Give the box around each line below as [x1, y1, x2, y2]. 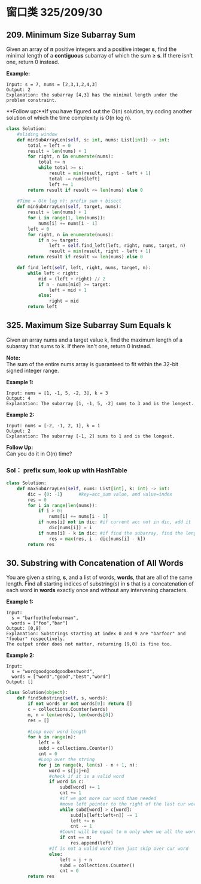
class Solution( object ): [6, 690, 68, 696]
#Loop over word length [28, 729, 87, 735]
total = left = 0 [28, 142, 71, 149]
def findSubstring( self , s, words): [17, 695, 109, 701]
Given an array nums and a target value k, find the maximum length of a [6, 336, 183, 343]
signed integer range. [6, 367, 59, 374]
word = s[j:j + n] [48, 768, 90, 774]
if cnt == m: [59, 834, 93, 841]
